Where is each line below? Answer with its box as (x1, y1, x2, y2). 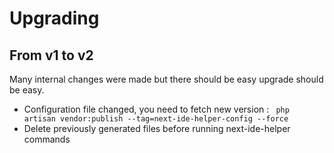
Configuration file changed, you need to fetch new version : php (23, 103, 290, 115)
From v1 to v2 (9, 47, 94, 64)
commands (23, 133, 71, 145)
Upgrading (9, 7, 100, 30)
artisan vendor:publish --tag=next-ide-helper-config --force (23, 114, 289, 124)
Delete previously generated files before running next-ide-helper (23, 123, 291, 134)
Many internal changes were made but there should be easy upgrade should (9, 73, 324, 85)
